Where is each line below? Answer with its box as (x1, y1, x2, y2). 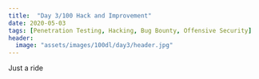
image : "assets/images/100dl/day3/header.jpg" (15, 41, 173, 49)
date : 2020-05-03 (8, 19, 66, 27)
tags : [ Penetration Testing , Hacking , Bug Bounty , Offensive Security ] (8, 26, 252, 34)
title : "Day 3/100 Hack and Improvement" (8, 11, 152, 20)
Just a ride (8, 63, 44, 73)
